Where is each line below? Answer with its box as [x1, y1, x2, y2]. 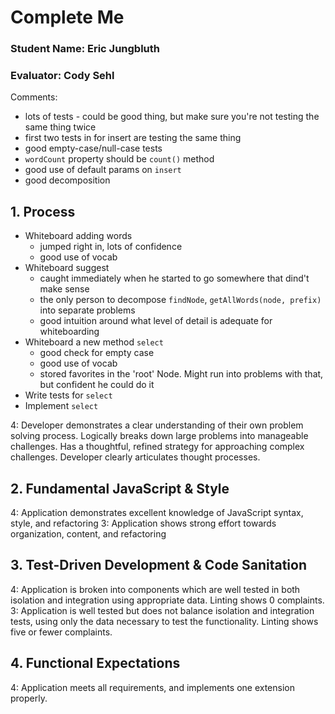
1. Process [10, 203, 76, 220]
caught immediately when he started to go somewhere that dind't [39, 272, 310, 285]
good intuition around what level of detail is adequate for [39, 315, 273, 327]
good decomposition [24, 174, 111, 186]
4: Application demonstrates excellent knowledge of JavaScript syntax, [10, 507, 304, 519]
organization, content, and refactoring [10, 528, 167, 540]
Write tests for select [24, 389, 113, 401]
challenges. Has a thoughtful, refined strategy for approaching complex [10, 441, 305, 453]
